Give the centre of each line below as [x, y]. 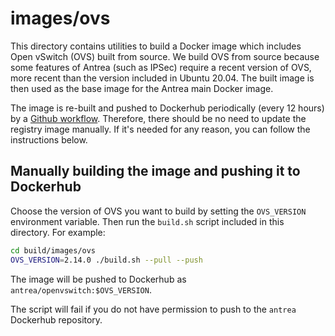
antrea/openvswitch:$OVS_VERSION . [81, 289]
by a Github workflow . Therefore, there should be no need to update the [158, 118]
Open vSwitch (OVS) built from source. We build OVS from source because [165, 56]
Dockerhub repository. [56, 319]
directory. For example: [58, 232]
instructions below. [49, 139]
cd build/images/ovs [53, 250]
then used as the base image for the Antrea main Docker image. [142, 88]
